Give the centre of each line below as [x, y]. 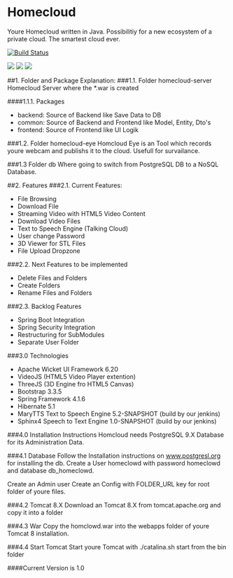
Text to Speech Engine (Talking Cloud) [73, 229]
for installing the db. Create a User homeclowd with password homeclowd [114, 463]
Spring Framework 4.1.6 [51, 398]
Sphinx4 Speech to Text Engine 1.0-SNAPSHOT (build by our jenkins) [117, 421]
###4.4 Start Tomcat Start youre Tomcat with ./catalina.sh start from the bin [117, 547]
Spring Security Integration [56, 327]
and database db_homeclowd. [51, 470]
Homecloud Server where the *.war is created [73, 87]
